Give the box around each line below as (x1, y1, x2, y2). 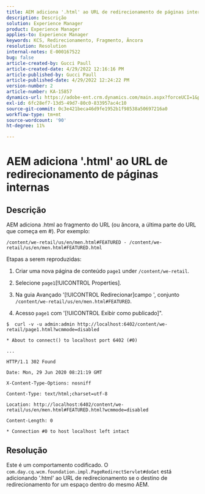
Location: (6, 402, 32, 408)
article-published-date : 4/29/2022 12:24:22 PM (6, 77, 130, 83)
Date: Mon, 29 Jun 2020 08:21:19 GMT (6, 370, 103, 376)
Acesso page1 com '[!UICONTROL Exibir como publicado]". (15, 310, 163, 317)
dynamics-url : (6, 94, 43, 100)
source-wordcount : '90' (6, 117, 67, 123)
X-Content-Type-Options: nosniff (6, 380, 92, 386)
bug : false (6, 54, 34, 61)
